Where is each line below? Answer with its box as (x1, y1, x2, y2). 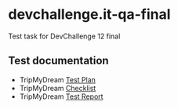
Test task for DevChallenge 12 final (8, 31, 121, 41)
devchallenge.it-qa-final (8, 5, 171, 24)
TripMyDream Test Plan (19, 74, 96, 84)
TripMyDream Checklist (19, 83, 96, 93)
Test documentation (8, 54, 109, 67)
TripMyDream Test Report (19, 92, 104, 101)
